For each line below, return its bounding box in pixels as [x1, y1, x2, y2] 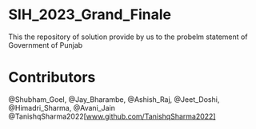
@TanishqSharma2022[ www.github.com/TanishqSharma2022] [8, 111, 216, 121]
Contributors [8, 68, 96, 87]
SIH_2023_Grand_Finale [8, 6, 172, 24]
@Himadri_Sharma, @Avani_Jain [8, 103, 116, 112]
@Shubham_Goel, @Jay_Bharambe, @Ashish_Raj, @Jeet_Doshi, [8, 94, 220, 104]
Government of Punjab [8, 40, 83, 49]
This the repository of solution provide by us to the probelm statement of [8, 32, 248, 41]
